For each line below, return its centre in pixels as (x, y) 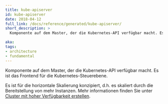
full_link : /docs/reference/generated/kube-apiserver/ (63, 24)
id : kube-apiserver (25, 14)
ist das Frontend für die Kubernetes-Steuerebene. (56, 75)
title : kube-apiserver (29, 10)
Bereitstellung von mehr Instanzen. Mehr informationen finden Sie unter (79, 90)
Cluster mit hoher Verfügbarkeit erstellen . (48, 96)
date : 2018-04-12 (23, 19)
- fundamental (20, 56)
